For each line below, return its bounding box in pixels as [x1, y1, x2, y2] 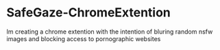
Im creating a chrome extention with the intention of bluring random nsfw [6, 27, 213, 36]
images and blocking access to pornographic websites [6, 34, 161, 42]
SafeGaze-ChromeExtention [6, 5, 171, 21]
